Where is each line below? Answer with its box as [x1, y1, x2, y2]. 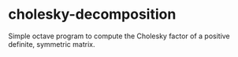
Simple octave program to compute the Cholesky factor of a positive [8, 31, 230, 41]
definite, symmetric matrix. [8, 39, 95, 48]
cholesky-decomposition [8, 5, 177, 23]
